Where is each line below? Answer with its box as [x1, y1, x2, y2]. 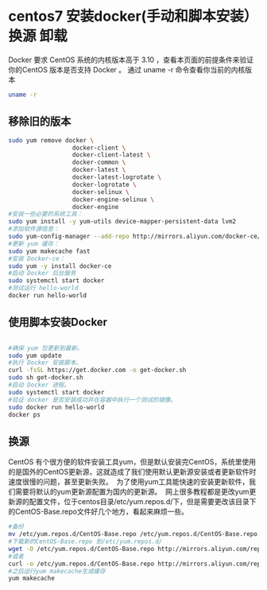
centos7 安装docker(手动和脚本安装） [8, 7, 258, 25]
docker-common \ [72, 158, 126, 167]
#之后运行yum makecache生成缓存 [8, 567, 106, 575]
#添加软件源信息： [8, 225, 60, 233]
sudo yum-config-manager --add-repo [8, 232, 130, 240]
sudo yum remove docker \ [8, 136, 94, 144]
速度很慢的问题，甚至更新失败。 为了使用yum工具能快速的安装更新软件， [8, 477, 250, 487]
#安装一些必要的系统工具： [8, 210, 83, 219]
